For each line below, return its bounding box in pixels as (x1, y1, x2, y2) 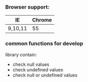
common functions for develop (5, 40, 83, 47)
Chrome (32, 17, 52, 24)
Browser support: (5, 4, 50, 11)
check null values (12, 61, 50, 67)
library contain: (5, 51, 37, 57)
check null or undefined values (12, 72, 78, 78)
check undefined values (12, 66, 64, 72)
